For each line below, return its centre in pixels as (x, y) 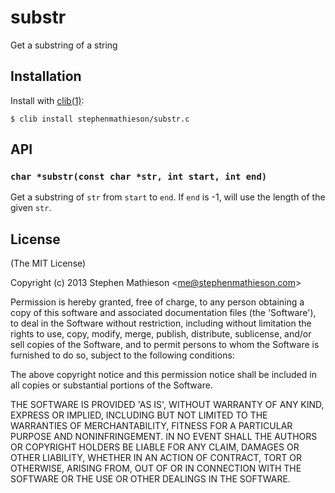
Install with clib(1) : (47, 100)
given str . (31, 208)
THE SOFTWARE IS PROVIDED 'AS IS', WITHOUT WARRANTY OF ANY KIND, (167, 405)
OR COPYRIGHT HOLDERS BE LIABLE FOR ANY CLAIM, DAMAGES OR (155, 447)
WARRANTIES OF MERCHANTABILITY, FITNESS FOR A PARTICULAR (151, 426)
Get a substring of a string (64, 45)
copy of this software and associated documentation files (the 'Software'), (163, 313)
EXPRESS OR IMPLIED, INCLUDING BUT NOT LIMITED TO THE (139, 415)
